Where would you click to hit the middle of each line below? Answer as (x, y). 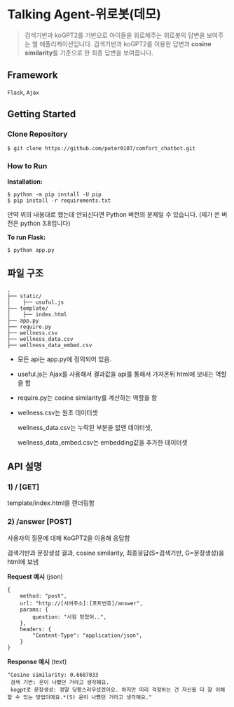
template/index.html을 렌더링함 (51, 503)
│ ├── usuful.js (36, 302)
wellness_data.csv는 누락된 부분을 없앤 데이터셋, (85, 427)
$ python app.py (31, 250)
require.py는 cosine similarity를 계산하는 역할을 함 (87, 398)
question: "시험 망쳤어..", (70, 617)
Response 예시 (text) (37, 661)
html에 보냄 (23, 561)
